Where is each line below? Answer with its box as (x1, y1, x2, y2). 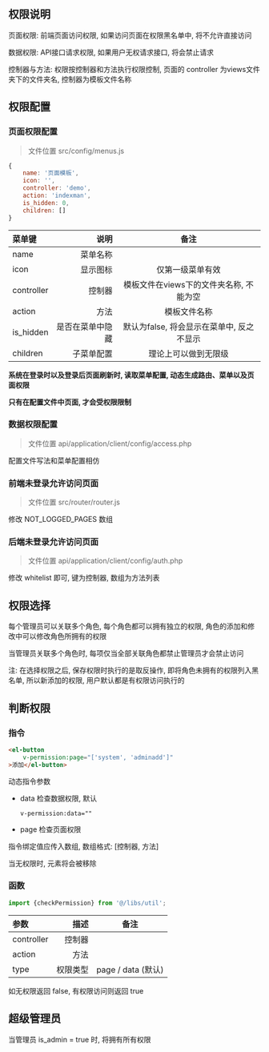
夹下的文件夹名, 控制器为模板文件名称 (8, 74, 132, 84)
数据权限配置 (8, 419, 58, 430)
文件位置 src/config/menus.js (27, 146, 125, 155)
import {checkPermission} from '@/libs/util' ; (8, 899, 167, 907)
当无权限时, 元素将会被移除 (8, 858, 97, 868)
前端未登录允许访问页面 (8, 477, 98, 488)
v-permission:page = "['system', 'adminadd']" (22, 753, 174, 761)
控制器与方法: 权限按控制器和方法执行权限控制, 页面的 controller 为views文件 (8, 64, 260, 74)
